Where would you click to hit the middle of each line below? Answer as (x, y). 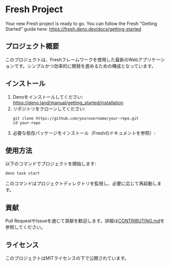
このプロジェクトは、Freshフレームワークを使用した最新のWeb (72, 59)
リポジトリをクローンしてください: (49, 109)
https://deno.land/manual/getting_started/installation (68, 103)
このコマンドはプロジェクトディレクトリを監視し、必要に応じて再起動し (81, 184)
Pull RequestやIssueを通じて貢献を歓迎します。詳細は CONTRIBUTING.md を (85, 221)
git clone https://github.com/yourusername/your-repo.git (76, 118)
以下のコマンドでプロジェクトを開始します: (51, 164)
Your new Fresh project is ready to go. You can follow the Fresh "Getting (81, 23)
